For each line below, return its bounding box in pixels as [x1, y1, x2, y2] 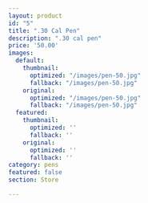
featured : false [8, 168, 62, 177]
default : [15, 57, 45, 65]
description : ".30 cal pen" [8, 34, 102, 43]
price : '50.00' [8, 42, 59, 50]
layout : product [8, 11, 62, 20]
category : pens [8, 161, 59, 169]
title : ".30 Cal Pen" [8, 26, 81, 35]
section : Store [8, 176, 59, 185]
